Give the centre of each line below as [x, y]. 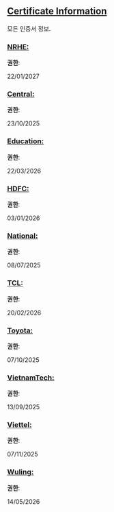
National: [23, 236]
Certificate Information [57, 11]
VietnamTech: [31, 378]
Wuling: [20, 472]
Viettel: [19, 425]
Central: [21, 94]
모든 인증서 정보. [29, 28]
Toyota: [20, 330]
